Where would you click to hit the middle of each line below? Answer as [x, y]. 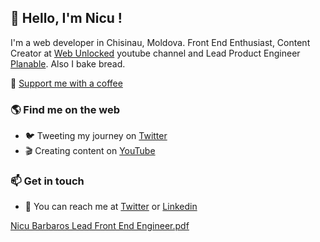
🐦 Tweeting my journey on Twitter [96, 136]
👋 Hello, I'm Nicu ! [66, 18]
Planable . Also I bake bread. [68, 63]
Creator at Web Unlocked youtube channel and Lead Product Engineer [155, 53]
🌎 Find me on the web [65, 109]
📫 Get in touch [47, 181]
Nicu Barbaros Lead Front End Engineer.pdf [100, 226]
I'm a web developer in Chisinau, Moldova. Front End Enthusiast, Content [160, 42]
